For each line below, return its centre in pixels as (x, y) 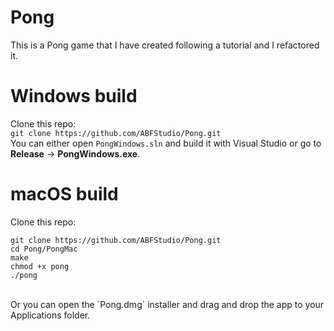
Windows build (74, 96)
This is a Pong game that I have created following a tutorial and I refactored (165, 45)
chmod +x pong (40, 266)
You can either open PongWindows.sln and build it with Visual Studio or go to (166, 143)
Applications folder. (50, 315)
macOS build (64, 194)
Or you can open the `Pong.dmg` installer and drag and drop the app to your (167, 304)
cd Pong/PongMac (44, 249)
